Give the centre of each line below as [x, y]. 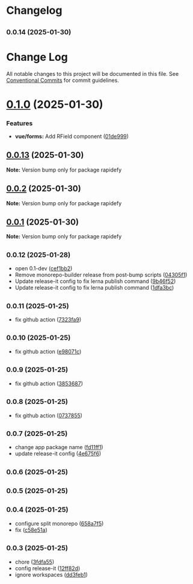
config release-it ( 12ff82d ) [47, 568]
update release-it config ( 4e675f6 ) [58, 454]
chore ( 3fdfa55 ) [35, 562]
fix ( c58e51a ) [31, 530]
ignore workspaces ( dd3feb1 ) [51, 574]
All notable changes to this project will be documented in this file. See [93, 73]
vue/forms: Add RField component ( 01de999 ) [72, 136]
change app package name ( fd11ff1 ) [59, 447]
